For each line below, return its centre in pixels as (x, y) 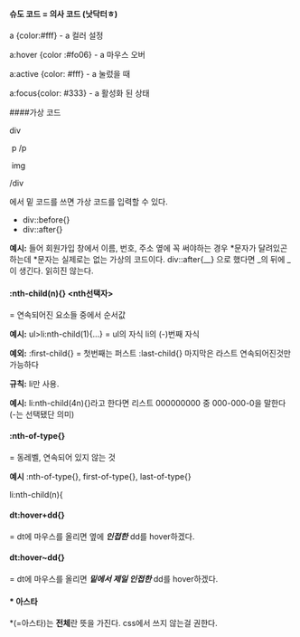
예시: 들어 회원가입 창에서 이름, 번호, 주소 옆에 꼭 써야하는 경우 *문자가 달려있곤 (149, 248)
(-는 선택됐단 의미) (42, 414)
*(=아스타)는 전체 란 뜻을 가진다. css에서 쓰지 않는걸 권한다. (114, 623)
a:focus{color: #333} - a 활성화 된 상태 (80, 93)
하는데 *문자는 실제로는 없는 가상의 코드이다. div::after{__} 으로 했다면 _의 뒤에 (147, 260)
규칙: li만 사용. (34, 384)
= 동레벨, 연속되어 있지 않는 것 (62, 457)
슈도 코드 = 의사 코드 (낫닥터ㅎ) (64, 14)
